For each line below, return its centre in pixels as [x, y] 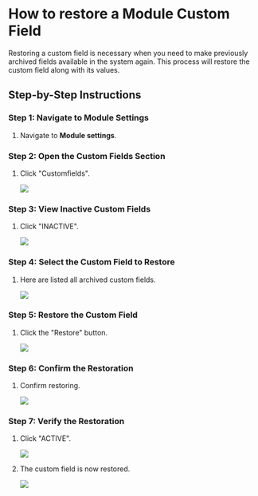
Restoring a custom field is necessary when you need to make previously [128, 53]
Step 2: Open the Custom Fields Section [87, 156]
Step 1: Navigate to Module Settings [79, 118]
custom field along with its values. [64, 69]
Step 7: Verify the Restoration [66, 422]
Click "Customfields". [55, 173]
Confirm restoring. [50, 386]
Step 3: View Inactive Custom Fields [80, 208]
